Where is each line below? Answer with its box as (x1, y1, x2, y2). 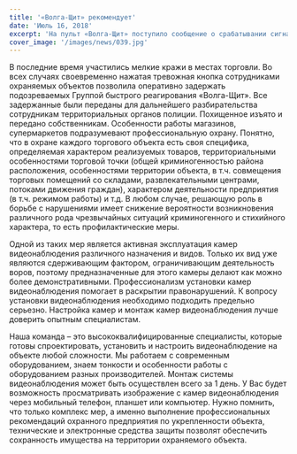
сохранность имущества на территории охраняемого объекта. (9, 435, 247, 445)
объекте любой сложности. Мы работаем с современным (9, 350, 230, 361)
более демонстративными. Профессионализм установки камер (9, 276, 252, 288)
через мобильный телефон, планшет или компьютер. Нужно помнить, (9, 397, 276, 408)
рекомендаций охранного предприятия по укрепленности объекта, (9, 416, 265, 427)
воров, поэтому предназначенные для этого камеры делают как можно (9, 267, 283, 278)
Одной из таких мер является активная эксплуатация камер (9, 239, 239, 250)
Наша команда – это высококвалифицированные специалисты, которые (9, 331, 283, 342)
